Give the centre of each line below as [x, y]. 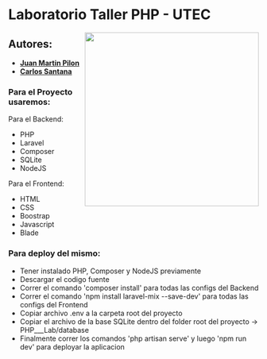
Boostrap [35, 216]
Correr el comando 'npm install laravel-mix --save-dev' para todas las [134, 296]
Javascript [37, 225]
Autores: [31, 44]
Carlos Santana [46, 71]
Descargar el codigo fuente [64, 279]
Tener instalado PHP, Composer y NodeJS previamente [110, 271]
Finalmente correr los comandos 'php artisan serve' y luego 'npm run [133, 338]
